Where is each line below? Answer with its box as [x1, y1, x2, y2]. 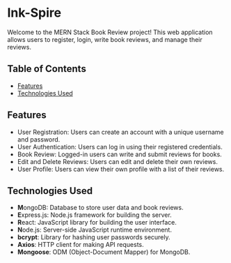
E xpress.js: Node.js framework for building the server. [17, 211, 172, 219]
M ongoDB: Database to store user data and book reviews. [17, 204, 184, 212]
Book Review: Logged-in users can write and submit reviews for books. [17, 150, 223, 158]
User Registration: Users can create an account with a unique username [17, 128, 224, 136]
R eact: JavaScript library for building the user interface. [17, 218, 177, 227]
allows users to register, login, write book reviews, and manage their [7, 35, 203, 43]
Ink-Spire [7, 5, 61, 21]
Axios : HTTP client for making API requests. [17, 241, 144, 249]
